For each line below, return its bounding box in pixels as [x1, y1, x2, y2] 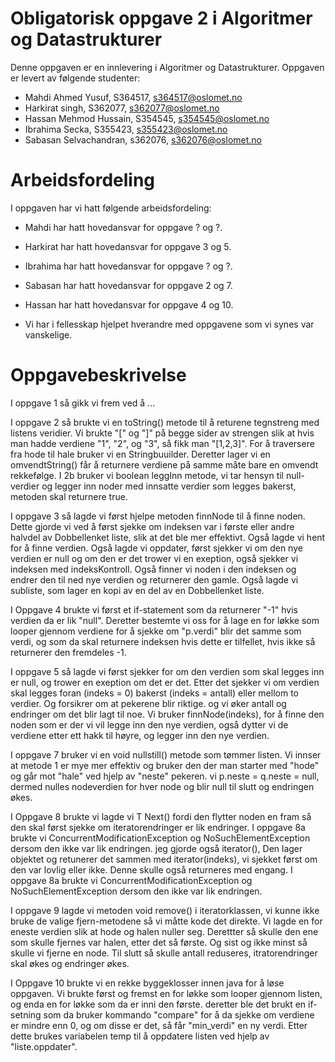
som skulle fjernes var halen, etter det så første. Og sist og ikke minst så [10, 936, 308, 948]
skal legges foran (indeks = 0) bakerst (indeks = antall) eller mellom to [10, 687, 299, 699]
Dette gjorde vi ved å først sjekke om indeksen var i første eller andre [10, 520, 295, 532]
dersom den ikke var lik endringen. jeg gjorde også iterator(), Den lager [10, 842, 303, 854]
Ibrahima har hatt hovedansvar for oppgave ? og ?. [24, 260, 233, 272]
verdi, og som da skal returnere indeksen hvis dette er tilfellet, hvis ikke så [10, 635, 316, 647]
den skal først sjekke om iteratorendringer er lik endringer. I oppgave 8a [10, 821, 306, 833]
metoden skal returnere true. [10, 490, 128, 502]
